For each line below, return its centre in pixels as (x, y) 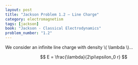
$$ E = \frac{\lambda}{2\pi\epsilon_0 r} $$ (84, 57)
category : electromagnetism (34, 19)
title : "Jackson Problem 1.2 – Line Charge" (52, 14)
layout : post (19, 10)
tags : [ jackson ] (22, 24)
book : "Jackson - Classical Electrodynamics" (53, 28)
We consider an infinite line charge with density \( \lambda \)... (69, 47)
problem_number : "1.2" (29, 33)
